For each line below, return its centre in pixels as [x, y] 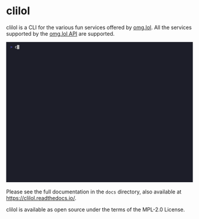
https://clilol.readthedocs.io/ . [41, 198]
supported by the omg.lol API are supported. [60, 33]
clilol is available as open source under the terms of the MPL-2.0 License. [96, 210]
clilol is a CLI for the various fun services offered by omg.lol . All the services [99, 27]
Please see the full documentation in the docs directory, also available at [94, 192]
